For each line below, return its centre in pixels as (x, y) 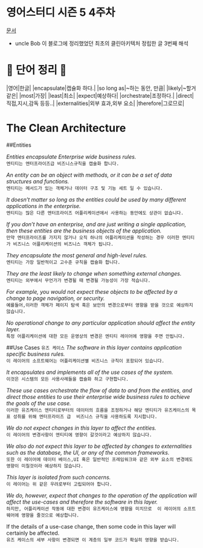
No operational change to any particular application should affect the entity (101, 323)
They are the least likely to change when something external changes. (94, 273)
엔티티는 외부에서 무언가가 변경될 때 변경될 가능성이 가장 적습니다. (79, 280)
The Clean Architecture (66, 128)
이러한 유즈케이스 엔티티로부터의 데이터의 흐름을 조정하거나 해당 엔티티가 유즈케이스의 (98, 410)
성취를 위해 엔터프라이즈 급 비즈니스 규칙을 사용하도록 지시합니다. (85, 416)
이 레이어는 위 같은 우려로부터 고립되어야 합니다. (59, 484)
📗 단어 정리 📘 (37, 70)
